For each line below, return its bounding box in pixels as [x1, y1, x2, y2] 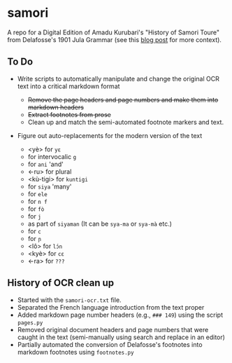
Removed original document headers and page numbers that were [17, 325, 209, 334]
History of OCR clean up [7, 277, 115, 289]
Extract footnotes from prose [27, 110, 112, 118]
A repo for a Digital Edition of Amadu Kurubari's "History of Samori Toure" [7, 28, 220, 36]
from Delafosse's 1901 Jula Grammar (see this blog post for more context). [7, 35, 222, 43]
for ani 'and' [27, 160, 64, 168]
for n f [27, 197, 48, 205]
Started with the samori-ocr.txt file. [17, 296, 122, 304]
